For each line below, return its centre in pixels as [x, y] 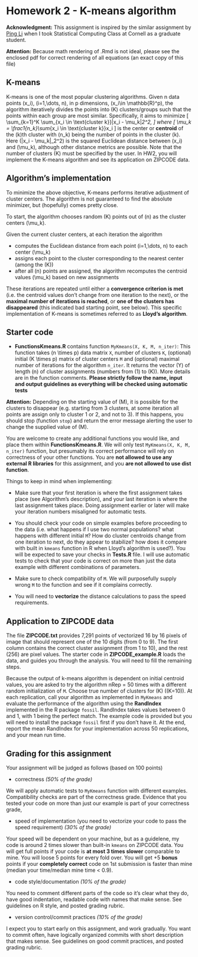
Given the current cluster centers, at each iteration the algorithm [84, 234]
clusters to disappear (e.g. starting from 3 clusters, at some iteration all [92, 408]
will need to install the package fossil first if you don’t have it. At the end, [96, 722]
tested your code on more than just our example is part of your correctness [98, 803]
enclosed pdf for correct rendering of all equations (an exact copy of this [95, 57]
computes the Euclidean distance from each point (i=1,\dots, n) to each [101, 245]
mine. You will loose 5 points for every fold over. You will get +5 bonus [92, 858]
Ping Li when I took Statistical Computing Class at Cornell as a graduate [93, 33]
